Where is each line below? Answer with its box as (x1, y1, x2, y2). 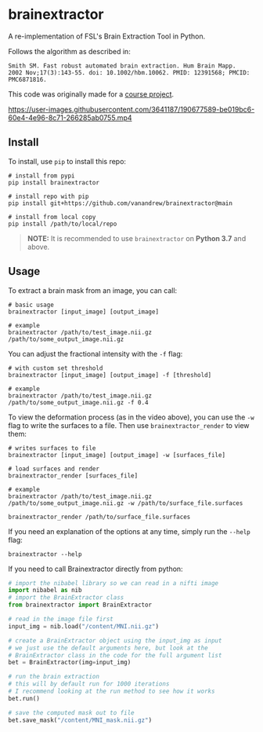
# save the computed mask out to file (8, 708, 135, 716)
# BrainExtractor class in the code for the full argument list (8, 651, 222, 659)
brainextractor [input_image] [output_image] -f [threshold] (8, 371, 212, 379)
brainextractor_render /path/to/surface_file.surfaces (8, 513, 191, 521)
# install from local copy (8, 213, 96, 221)
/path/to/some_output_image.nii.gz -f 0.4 (8, 398, 149, 406)
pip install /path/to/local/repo (8, 220, 117, 228)
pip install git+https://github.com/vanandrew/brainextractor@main (8, 199, 233, 207)
